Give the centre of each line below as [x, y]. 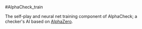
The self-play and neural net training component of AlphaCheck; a [71, 16]
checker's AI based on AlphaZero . [39, 22]
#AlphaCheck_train [24, 7]
